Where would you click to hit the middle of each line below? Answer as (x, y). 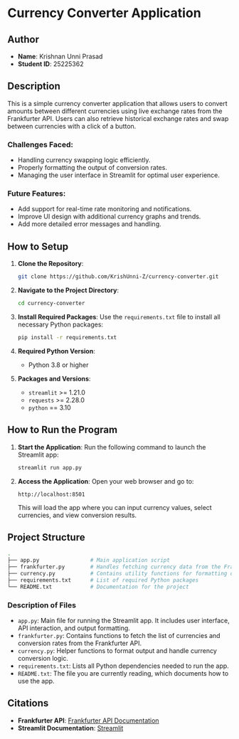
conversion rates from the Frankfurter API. (80, 643)
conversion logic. (43, 658)
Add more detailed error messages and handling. (89, 224)
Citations (28, 703)
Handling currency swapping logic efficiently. (84, 160)
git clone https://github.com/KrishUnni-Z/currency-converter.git (118, 277)
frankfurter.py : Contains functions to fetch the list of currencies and (119, 635)
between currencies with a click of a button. (72, 126)
